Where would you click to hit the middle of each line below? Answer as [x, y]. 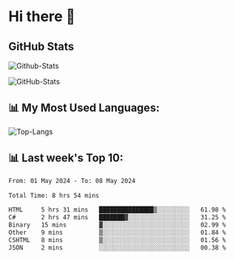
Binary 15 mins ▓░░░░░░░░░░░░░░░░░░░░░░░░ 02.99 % [117, 225]
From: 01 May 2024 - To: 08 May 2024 [72, 181]
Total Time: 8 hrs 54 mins [54, 195]
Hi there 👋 [42, 17]
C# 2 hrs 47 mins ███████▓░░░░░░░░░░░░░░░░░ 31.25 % [117, 218]
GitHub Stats [41, 47]
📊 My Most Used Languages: [84, 108]
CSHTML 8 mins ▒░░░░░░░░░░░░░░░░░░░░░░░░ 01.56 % [117, 240]
